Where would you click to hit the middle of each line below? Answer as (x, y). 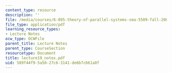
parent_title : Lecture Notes (36, 44)
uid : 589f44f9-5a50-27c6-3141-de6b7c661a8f (52, 63)
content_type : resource (31, 10)
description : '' (23, 15)
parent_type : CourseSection (35, 48)
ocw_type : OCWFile (25, 39)
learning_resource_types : (33, 29)
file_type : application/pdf (35, 24)
